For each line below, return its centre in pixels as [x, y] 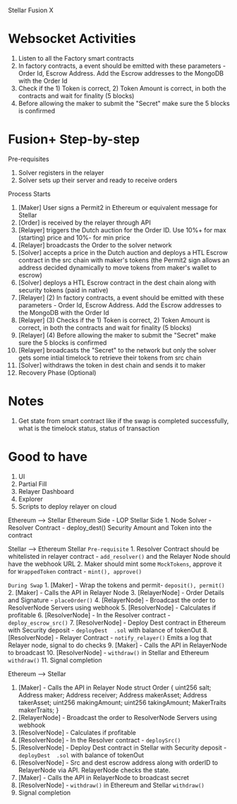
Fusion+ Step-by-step [74, 140]
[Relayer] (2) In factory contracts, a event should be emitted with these [121, 297]
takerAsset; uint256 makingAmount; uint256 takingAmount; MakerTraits [122, 702]
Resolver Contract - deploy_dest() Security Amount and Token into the [110, 527]
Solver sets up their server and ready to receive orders [98, 180]
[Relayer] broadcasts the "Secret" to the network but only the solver [117, 350]
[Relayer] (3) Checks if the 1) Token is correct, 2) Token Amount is [114, 320]
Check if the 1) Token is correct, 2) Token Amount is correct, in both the [122, 88]
